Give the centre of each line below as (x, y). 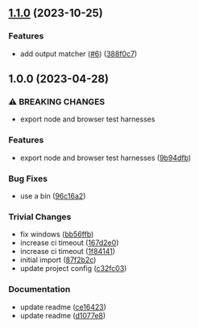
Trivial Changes (40, 216)
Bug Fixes (28, 178)
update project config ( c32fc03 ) (73, 269)
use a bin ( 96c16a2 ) (53, 195)
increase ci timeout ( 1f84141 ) (67, 252)
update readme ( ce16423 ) (63, 307)
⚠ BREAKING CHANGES (57, 102)
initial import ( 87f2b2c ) (58, 260)
